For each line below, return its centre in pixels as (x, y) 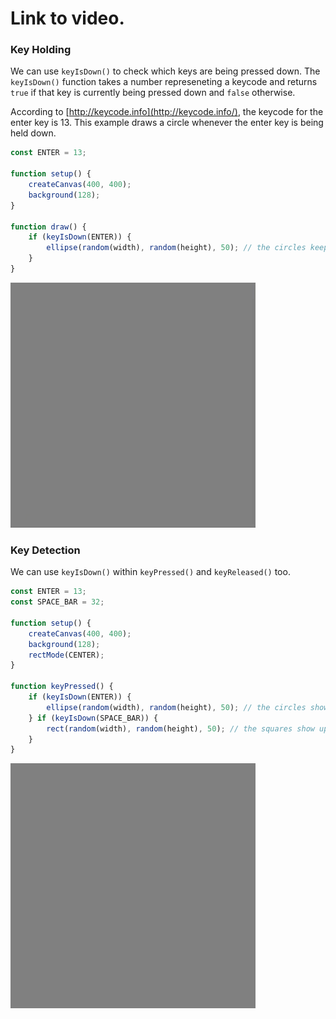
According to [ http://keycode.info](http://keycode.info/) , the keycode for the (167, 112)
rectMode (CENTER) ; (66, 655)
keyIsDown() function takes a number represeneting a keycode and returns (164, 82)
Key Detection (45, 550)
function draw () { (48, 227)
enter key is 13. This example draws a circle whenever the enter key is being (167, 123)
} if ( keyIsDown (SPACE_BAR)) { (93, 718)
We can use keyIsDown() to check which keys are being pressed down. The (165, 71)
